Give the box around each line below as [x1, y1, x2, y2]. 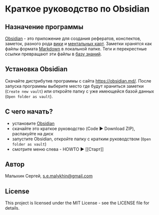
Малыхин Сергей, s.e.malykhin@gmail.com [5, 173, 93, 179]
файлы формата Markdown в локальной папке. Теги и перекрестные [5, 46, 147, 51]
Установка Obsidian [5, 65, 68, 73]
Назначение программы [5, 23, 84, 31]
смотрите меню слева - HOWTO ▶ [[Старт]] [12, 146, 104, 152]
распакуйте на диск [12, 131, 54, 136]
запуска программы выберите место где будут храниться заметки [5, 83, 144, 89]
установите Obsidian [12, 120, 55, 126]
